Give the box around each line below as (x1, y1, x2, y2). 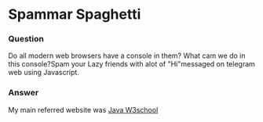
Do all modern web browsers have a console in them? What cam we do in (8, 51, 246, 60)
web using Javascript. (8, 68, 80, 77)
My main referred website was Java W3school (8, 105, 159, 114)
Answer (8, 88, 39, 99)
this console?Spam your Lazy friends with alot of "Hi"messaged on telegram (8, 59, 255, 69)
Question (8, 34, 45, 45)
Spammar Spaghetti (8, 5, 141, 23)
